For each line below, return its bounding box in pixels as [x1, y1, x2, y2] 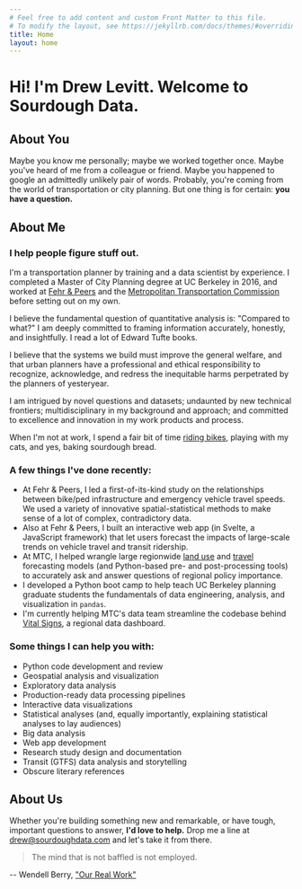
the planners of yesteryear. [9, 378, 110, 389]
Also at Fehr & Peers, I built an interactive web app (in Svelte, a [22, 523, 255, 533]
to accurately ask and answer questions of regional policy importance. [22, 570, 283, 581]
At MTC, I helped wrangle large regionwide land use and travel [22, 551, 254, 562]
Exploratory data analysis [22, 680, 117, 691]
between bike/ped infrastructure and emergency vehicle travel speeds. [22, 494, 286, 505]
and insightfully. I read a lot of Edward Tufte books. [9, 331, 198, 342]
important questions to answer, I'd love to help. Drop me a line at [9, 825, 250, 836]
